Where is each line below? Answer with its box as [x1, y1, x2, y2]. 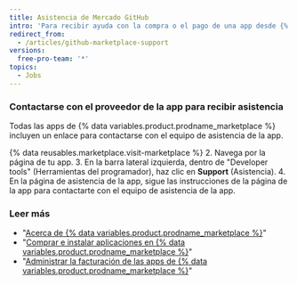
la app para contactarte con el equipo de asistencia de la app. [9, 185, 236, 196]
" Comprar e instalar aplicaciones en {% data [21, 237, 185, 248]
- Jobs [17, 71, 42, 80]
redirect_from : [9, 29, 66, 38]
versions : [9, 46, 46, 55]
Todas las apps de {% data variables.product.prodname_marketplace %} [9, 121, 276, 132]
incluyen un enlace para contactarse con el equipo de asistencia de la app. [9, 130, 284, 141]
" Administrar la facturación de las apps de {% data [21, 256, 207, 267]
